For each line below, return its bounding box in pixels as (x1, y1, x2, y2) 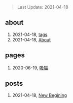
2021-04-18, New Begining (12, 92, 67, 98)
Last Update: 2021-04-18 (17, 4, 69, 10)
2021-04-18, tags (12, 32, 48, 37)
